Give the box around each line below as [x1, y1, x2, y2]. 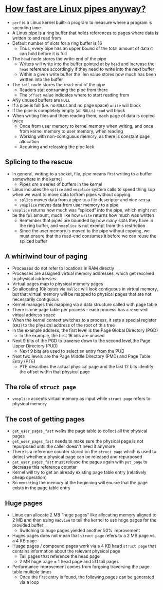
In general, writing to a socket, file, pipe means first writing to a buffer [12, 171, 152, 176]
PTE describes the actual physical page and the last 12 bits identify [19, 363, 154, 369]
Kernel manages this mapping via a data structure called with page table [12, 301, 157, 307]
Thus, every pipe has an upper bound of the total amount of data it [19, 45, 153, 51]
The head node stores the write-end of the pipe [12, 56, 107, 61]
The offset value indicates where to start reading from [19, 92, 129, 98]
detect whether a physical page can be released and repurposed [12, 454, 143, 460]
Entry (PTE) [12, 358, 36, 364]
